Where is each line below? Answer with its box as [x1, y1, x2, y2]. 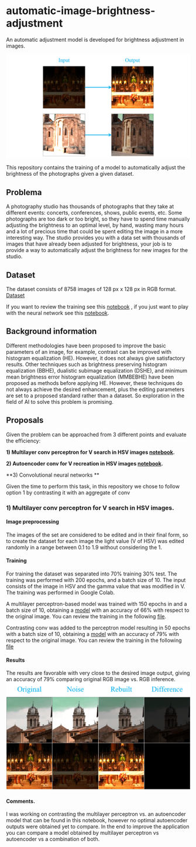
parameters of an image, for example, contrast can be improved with [6, 348, 171, 355]
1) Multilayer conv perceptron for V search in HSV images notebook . [6, 448, 175, 456]
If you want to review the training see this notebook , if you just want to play [6, 303, 189, 310]
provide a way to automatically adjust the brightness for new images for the [6, 247, 188, 254]
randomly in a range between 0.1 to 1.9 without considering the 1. [6, 544, 162, 551]
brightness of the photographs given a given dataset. [6, 170, 135, 178]
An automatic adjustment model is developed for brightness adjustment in [6, 36, 184, 43]
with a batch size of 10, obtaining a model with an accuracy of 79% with [6, 631, 180, 638]
